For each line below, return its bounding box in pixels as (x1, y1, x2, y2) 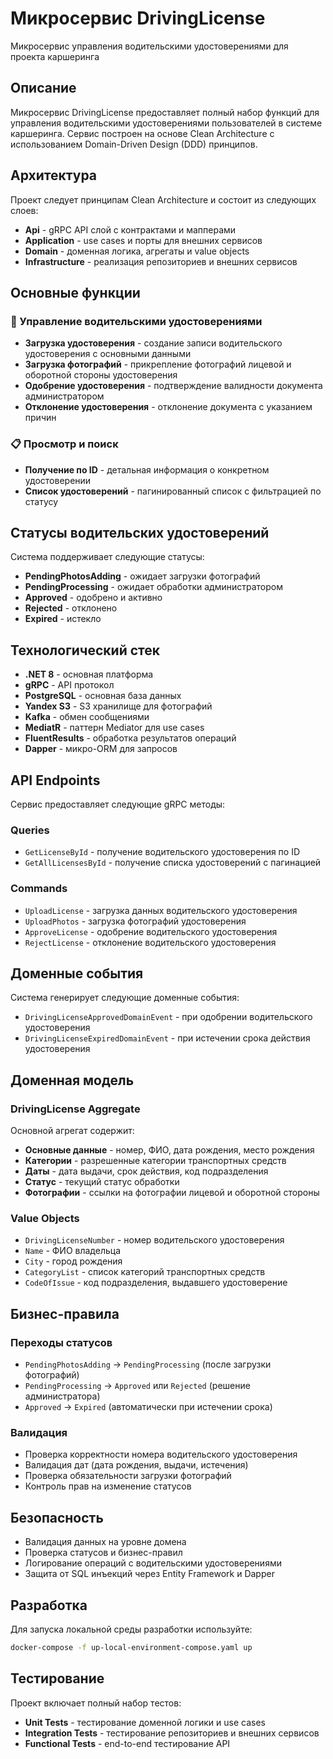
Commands (10, 882, 68, 896)
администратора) (24, 1390, 101, 1402)
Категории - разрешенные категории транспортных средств (24, 1155, 287, 1167)
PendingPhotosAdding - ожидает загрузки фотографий (24, 570, 261, 582)
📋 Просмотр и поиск (10, 437, 119, 451)
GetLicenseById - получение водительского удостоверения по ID (24, 846, 301, 858)
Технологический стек (10, 642, 161, 659)
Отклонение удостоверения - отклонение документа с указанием (24, 401, 313, 413)
